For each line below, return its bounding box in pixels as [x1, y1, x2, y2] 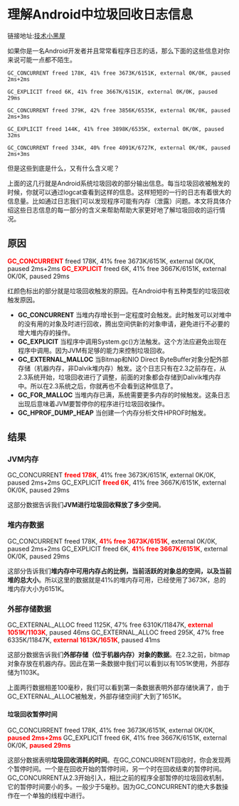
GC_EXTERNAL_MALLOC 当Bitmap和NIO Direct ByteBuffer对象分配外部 [17, 355, 229, 364]
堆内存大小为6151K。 [7, 584, 68, 593]
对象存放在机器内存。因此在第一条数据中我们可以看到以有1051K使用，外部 [7, 659, 224, 668]
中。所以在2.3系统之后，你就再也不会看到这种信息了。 [17, 381, 177, 390]
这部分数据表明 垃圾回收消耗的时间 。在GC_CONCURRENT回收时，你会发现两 [7, 755, 231, 765]
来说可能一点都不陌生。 [7, 55, 76, 64]
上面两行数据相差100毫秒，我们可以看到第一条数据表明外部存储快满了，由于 [7, 684, 230, 692]
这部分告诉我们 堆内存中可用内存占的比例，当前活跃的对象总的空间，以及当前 [7, 566, 232, 575]
